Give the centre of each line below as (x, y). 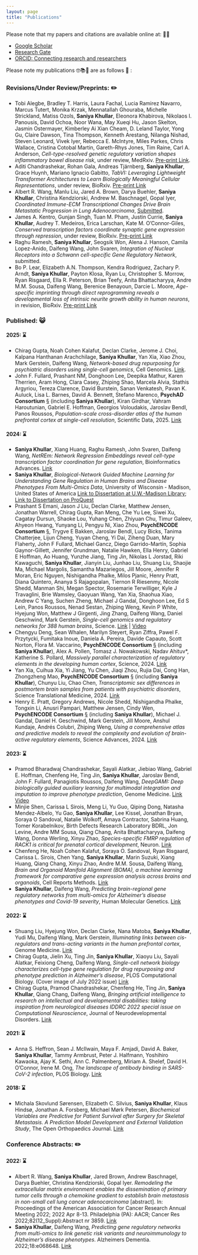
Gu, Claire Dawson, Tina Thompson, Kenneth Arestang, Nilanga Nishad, (102, 135)
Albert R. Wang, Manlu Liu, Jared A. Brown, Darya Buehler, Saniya (95, 191)
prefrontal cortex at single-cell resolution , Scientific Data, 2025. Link (98, 420)
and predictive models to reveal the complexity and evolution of (92, 734)
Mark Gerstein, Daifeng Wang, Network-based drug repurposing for (97, 363)
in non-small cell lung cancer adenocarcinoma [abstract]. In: (89, 1202)
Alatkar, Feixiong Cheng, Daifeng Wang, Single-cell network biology (97, 962)
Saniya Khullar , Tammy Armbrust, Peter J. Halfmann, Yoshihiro (91, 1055)
